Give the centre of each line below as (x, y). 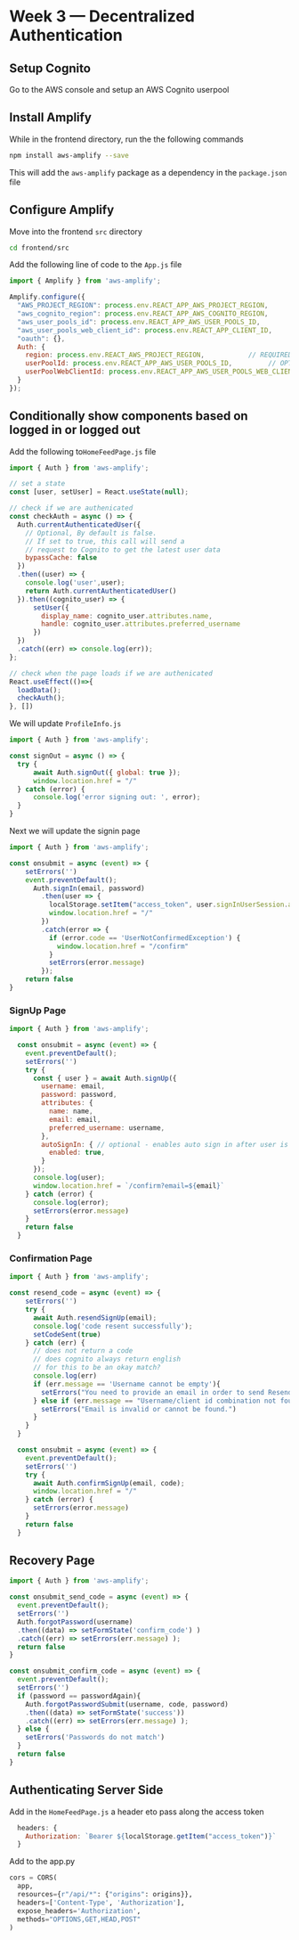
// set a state (37, 484)
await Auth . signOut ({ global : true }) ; (106, 773)
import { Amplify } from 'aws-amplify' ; (85, 281)
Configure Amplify (62, 210)
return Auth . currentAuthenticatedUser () (101, 591)
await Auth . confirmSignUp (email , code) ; (109, 1483)
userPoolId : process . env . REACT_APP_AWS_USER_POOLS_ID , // (151, 364)
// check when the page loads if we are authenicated (111, 673)
